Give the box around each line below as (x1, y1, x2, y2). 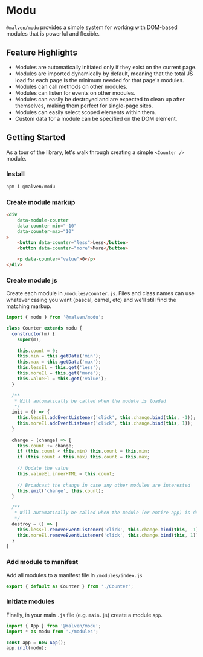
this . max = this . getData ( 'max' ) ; (17, 359, 101, 365)
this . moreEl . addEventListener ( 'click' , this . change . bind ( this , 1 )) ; (17, 420, 193, 426)
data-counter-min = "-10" (17, 223, 77, 229)
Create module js (6, 276, 57, 284)
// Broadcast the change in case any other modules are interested (17, 482, 190, 488)
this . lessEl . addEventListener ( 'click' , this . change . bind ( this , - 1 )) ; (17, 415, 196, 421)
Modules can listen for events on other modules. (14, 89, 136, 97)
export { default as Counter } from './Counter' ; (6, 583, 134, 589)
